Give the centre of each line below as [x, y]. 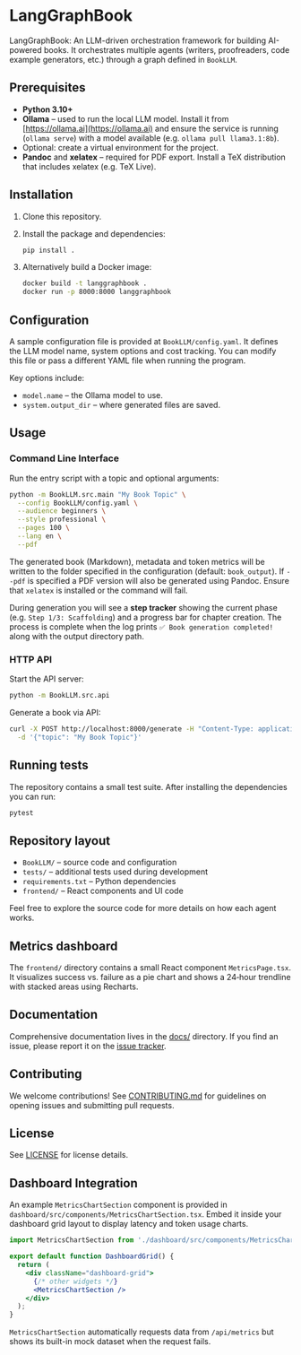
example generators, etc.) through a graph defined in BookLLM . [123, 59]
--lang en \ [40, 536]
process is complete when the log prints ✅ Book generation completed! [142, 626]
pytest [21, 812]
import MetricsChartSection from [72, 1240]
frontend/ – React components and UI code [103, 891]
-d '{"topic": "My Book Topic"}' [80, 737]
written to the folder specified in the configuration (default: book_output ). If [147, 571]
